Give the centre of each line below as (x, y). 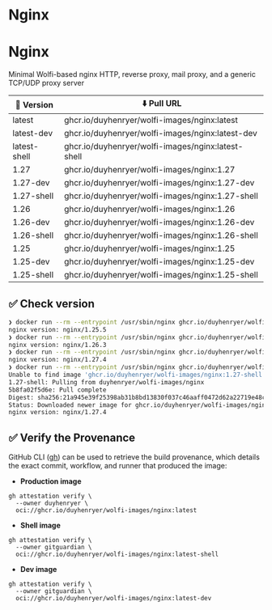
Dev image (38, 570)
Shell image (40, 525)
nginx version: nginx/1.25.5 (57, 329)
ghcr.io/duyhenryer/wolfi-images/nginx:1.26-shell (161, 235)
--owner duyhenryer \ (52, 503)
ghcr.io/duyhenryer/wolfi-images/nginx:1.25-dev (159, 262)
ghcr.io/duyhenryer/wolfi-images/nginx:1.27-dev (159, 183)
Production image (51, 481)
